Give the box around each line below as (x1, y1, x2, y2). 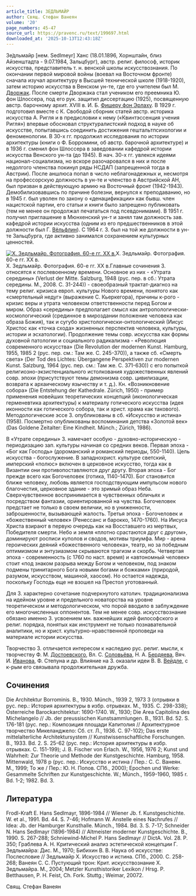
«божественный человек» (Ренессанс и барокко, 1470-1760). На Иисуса (6, 517, 188, 523)
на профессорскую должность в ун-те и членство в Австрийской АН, (6, 176, 181, 183)
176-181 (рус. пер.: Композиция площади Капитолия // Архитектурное (6, 721, 180, 728)
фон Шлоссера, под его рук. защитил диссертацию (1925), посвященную (6, 95, 189, 102)
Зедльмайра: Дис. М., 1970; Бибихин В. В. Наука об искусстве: (6, 847, 163, 854)
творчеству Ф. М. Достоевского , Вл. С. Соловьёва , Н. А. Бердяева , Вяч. (6, 651, 186, 658)
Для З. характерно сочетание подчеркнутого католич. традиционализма (6, 590, 189, 597)
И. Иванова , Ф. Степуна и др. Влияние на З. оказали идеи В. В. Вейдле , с (6, 657, 188, 664)
